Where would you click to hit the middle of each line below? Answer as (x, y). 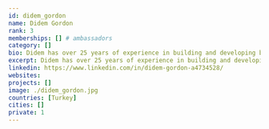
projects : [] (30, 83)
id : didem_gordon (37, 16)
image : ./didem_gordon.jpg (53, 90)
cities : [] (26, 105)
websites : (25, 75)
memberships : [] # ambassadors (60, 38)
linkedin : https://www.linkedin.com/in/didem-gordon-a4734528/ (116, 68)
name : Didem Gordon (41, 23)
